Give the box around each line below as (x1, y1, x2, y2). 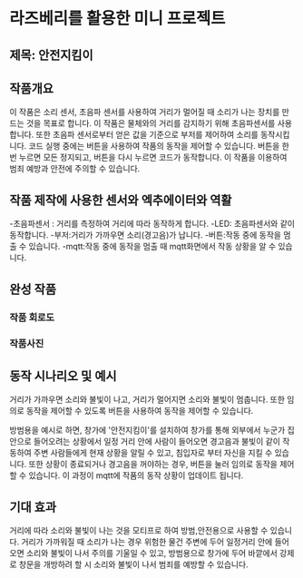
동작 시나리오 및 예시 (9, 368, 117, 384)
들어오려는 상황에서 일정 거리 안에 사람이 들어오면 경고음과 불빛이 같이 (33, 436, 281, 447)
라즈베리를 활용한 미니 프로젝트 (9, 8, 226, 29)
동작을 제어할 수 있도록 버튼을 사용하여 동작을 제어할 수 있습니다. (25, 406, 254, 416)
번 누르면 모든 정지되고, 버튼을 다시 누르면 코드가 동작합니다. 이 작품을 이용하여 (9, 152, 288, 163)
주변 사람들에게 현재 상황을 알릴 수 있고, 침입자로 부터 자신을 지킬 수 (33, 447, 273, 458)
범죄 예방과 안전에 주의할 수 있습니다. (9, 163, 141, 174)
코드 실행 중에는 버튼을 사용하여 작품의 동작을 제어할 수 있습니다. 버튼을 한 (28, 141, 290, 152)
